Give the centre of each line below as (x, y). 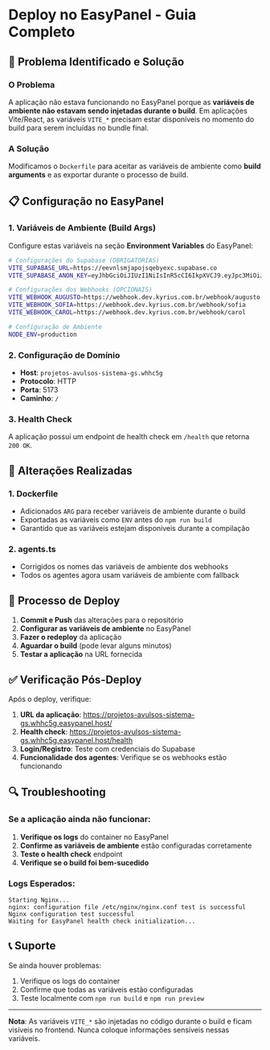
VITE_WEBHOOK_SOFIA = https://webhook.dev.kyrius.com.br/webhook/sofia (127, 305)
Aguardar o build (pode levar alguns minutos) (96, 645)
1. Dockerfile (33, 493)
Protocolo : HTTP (48, 381)
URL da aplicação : (51, 714)
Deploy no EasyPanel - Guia (102, 15)
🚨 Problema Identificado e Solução (96, 62)
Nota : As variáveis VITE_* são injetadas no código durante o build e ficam (130, 1021)
